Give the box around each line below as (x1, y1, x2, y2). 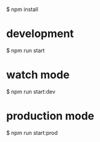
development (6, 27, 74, 40)
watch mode (6, 68, 70, 82)
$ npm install (6, 6, 39, 13)
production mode (6, 109, 95, 123)
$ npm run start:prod (6, 129, 58, 136)
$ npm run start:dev (6, 88, 56, 95)
